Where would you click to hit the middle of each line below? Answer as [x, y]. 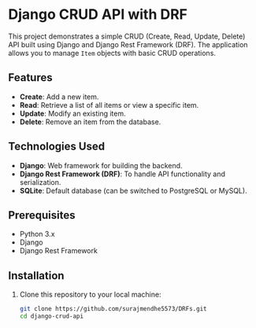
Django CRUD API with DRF [98, 15]
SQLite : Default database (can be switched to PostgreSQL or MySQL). [133, 190]
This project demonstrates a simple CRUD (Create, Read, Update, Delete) [127, 36]
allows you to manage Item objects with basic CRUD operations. [112, 53]
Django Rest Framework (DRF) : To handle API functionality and [122, 174]
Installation [36, 276]
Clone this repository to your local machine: [90, 295]
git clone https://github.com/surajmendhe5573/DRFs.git [113, 309]
